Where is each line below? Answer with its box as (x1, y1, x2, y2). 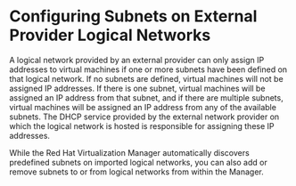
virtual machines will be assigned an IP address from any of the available (9, 101, 276, 112)
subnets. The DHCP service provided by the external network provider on (9, 111, 280, 122)
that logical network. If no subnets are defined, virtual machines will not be (9, 73, 284, 84)
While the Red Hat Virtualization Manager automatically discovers (9, 147, 250, 158)
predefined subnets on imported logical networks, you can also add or (9, 157, 267, 167)
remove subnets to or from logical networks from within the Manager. (9, 166, 265, 177)
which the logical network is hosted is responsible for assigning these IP (9, 120, 275, 131)
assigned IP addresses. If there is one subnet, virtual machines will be (9, 83, 266, 93)
